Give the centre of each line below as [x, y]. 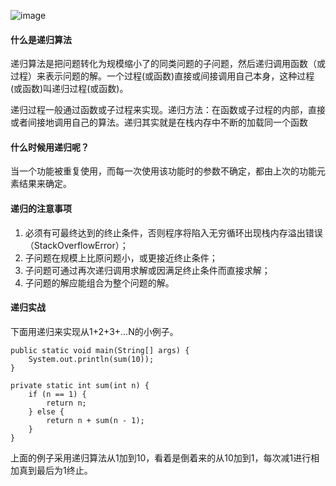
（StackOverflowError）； [76, 245]
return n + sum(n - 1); [95, 420]
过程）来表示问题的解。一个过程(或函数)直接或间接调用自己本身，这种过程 [162, 76]
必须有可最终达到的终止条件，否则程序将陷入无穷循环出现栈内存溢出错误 [173, 232]
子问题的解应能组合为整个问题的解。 [99, 282]
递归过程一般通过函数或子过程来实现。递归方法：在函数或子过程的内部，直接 [168, 110]
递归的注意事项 [41, 208]
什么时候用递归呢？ [50, 147]
